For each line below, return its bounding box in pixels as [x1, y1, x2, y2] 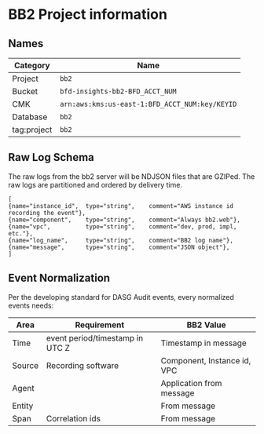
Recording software [46, 359, 119, 370]
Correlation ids [46, 413, 101, 424]
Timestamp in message [160, 337, 247, 348]
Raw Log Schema [8, 151, 94, 164]
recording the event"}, [8, 209, 86, 217]
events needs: [8, 301, 54, 310]
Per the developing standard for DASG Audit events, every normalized [8, 292, 234, 301]
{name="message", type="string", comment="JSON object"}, [8, 243, 230, 251]
